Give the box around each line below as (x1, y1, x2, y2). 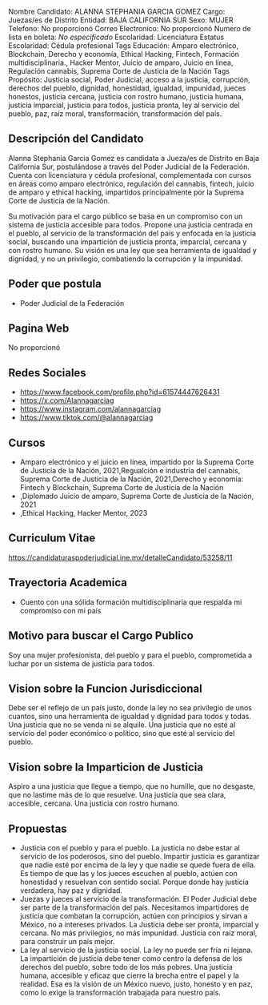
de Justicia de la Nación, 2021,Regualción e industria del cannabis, (19, 466, 241, 476)
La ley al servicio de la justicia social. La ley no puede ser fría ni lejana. (19, 945, 254, 955)
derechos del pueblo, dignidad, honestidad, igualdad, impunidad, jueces (8, 83, 246, 93)
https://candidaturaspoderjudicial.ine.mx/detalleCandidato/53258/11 (8, 553, 233, 562)
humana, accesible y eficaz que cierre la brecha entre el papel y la (19, 971, 240, 980)
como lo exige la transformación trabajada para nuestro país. (19, 987, 222, 997)
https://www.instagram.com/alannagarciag (19, 404, 162, 414)
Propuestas (8, 822, 67, 835)
